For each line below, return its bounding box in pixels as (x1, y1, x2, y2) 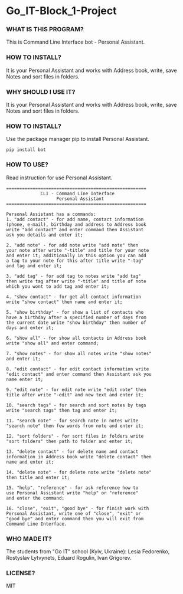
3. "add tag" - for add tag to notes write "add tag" (6, 273, 142, 279)
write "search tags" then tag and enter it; (6, 407, 117, 413)
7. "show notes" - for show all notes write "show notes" (6, 350, 152, 356)
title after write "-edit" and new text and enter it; (6, 392, 144, 398)
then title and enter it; (6, 474, 70, 480)
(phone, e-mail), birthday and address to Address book (6, 221, 146, 228)
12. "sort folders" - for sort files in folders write (6, 433, 144, 439)
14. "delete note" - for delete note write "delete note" (6, 469, 152, 475)
